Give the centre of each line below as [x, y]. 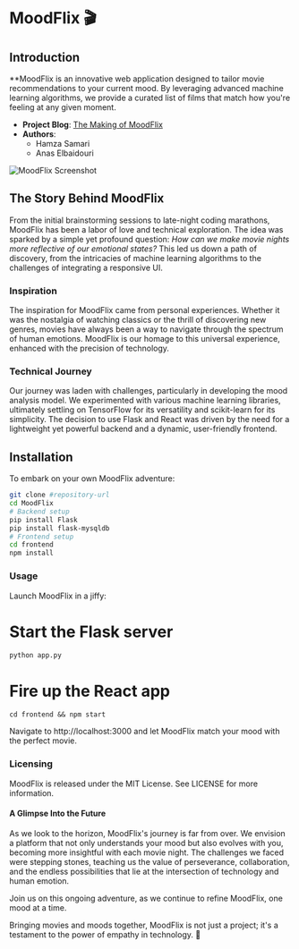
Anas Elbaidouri [64, 153]
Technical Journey [51, 371]
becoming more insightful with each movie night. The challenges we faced [147, 852]
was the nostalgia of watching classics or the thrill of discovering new [138, 320]
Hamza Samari [63, 144]
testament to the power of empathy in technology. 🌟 [105, 934]
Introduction [45, 57]
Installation [41, 457]
